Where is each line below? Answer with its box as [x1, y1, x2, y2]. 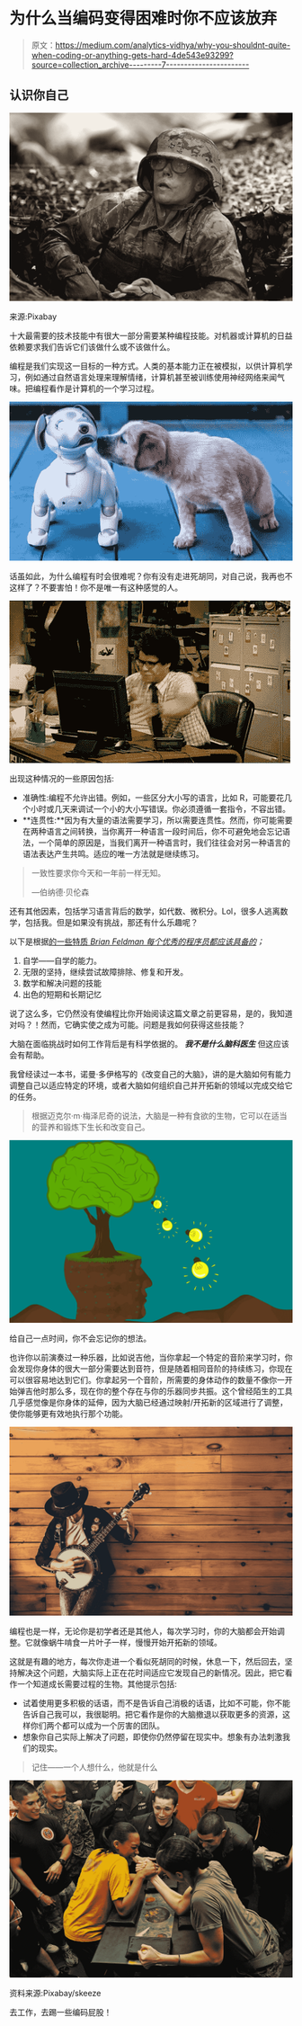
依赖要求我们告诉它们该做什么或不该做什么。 [9, 342, 175, 353]
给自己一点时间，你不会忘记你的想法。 [9, 1333, 151, 1344]
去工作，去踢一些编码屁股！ [9, 2007, 112, 2018]
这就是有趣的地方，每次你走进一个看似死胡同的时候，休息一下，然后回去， [9, 1656, 285, 1666]
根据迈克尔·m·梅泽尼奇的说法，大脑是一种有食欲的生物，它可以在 [31, 1111, 272, 1121]
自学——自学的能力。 [22, 955, 102, 967]
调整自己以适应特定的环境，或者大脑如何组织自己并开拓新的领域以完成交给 [9, 1080, 285, 1091]
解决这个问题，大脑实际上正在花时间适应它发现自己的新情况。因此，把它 [16, 1667, 285, 1678]
